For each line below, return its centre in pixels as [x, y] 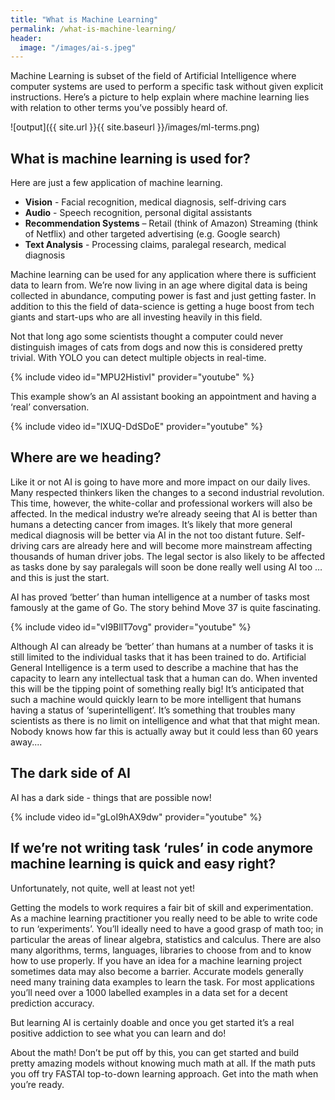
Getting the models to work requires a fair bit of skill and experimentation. [162, 907]
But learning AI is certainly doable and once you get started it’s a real [152, 1022]
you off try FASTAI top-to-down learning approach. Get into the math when [164, 1073]
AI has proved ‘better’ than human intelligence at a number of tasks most [160, 597]
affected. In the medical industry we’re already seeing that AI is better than [164, 513]
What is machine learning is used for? [130, 158]
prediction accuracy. [52, 1003]
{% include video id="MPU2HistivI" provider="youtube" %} [132, 377]
